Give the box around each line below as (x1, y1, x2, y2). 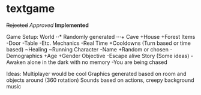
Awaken (6, 59, 26, 66)
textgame (6, 2, 55, 16)
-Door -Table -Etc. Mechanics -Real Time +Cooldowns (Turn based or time (6, 39, 191, 47)
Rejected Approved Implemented (6, 22, 89, 29)
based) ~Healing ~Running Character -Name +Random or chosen (6, 45, 169, 53)
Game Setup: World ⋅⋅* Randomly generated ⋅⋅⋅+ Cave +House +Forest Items (6, 33, 196, 40)
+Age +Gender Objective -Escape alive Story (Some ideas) (44, 52, 190, 59)
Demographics (6, 52, 43, 59)
